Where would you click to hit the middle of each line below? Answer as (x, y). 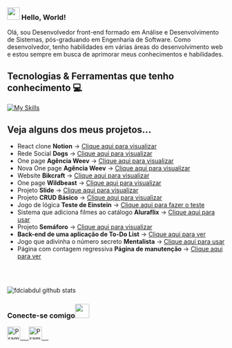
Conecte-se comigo (41, 316)
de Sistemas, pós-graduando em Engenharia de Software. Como (99, 40)
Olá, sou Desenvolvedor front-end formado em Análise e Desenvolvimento (113, 32)
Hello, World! (43, 17)
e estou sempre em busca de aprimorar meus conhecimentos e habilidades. (115, 55)
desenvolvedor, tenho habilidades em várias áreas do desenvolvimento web (115, 47)
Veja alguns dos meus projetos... (79, 129)
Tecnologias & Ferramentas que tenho (91, 76)
